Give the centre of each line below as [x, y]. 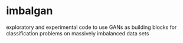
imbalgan [30, 11]
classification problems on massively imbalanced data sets [78, 33]
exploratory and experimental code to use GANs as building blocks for [91, 27]
